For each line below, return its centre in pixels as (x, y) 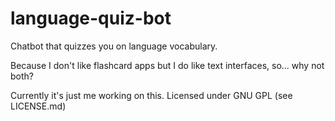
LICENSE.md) (38, 106)
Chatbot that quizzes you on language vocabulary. (114, 46)
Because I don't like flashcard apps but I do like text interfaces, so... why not (167, 65)
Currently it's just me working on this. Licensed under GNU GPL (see (151, 95)
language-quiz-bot (91, 18)
